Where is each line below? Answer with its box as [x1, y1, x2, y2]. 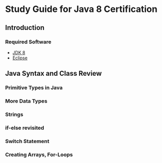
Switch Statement [5, 138, 50, 145]
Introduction [5, 23, 45, 32]
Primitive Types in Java [5, 84, 63, 91]
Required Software [5, 38, 51, 45]
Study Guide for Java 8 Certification [5, 3, 158, 15]
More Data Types [5, 98, 47, 105]
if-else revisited [5, 124, 44, 131]
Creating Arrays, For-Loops [5, 151, 73, 158]
